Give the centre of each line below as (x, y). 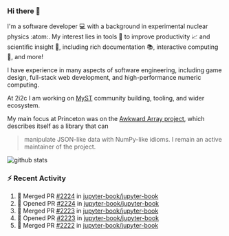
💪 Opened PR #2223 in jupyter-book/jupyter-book (88, 218)
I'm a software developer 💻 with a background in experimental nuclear (108, 26)
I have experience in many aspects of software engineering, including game (115, 70)
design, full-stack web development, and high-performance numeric (104, 78)
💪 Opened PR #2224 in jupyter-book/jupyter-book (88, 203)
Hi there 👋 (24, 11)
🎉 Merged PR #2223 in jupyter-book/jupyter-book (88, 211)
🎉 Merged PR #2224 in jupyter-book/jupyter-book (88, 196)
